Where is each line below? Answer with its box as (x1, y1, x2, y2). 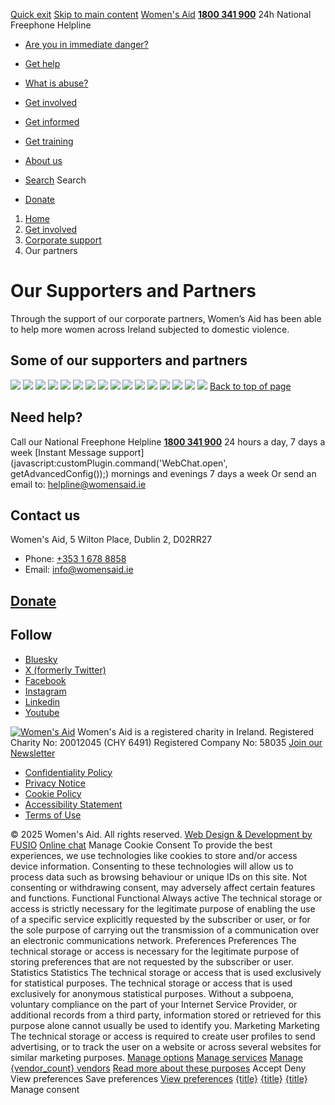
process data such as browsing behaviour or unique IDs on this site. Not (10, 870, 308, 883)
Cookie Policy (24, 787, 82, 799)
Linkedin (24, 695, 61, 708)
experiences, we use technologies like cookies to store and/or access (10, 849, 298, 861)
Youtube (24, 706, 60, 718)
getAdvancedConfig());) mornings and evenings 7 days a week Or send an (10, 467, 317, 479)
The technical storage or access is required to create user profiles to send (10, 1030, 316, 1042)
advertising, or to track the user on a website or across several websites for (10, 1040, 322, 1053)
